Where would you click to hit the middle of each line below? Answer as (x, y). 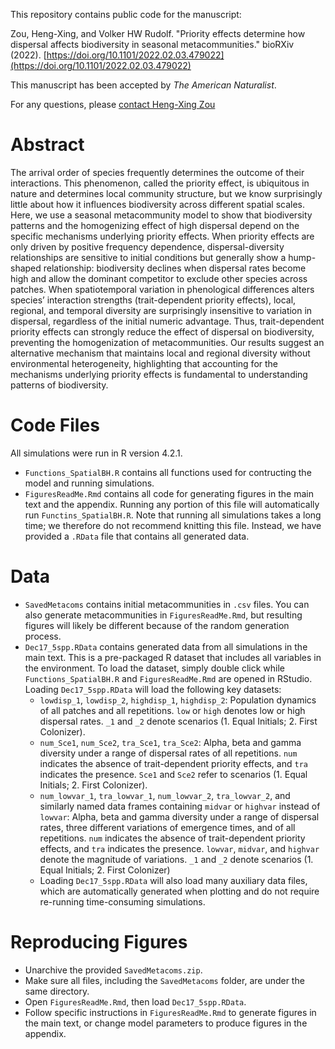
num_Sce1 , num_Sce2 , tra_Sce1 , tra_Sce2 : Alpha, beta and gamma (170, 742)
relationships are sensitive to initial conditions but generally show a (148, 257)
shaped (26, 268)
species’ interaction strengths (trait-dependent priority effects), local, (153, 300)
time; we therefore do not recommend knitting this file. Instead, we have (173, 525)
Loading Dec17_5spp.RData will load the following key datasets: (153, 689)
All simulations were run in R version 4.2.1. (96, 453)
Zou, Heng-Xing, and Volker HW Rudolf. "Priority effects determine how (158, 33)
